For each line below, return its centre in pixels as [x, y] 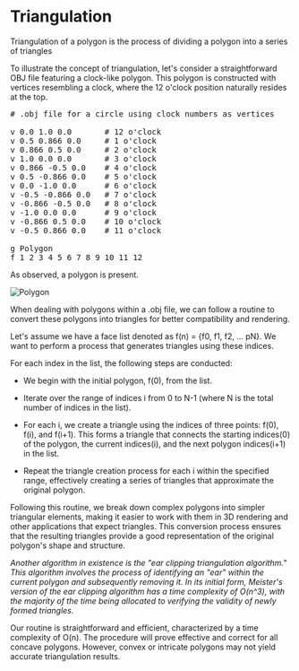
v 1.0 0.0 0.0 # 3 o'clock [84, 158]
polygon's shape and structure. [68, 545]
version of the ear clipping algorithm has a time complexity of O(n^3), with [148, 591]
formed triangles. [42, 610]
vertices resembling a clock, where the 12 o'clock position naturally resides [149, 87]
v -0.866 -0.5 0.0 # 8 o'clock [84, 203]
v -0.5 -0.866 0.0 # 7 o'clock [84, 194]
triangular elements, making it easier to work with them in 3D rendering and [149, 517]
